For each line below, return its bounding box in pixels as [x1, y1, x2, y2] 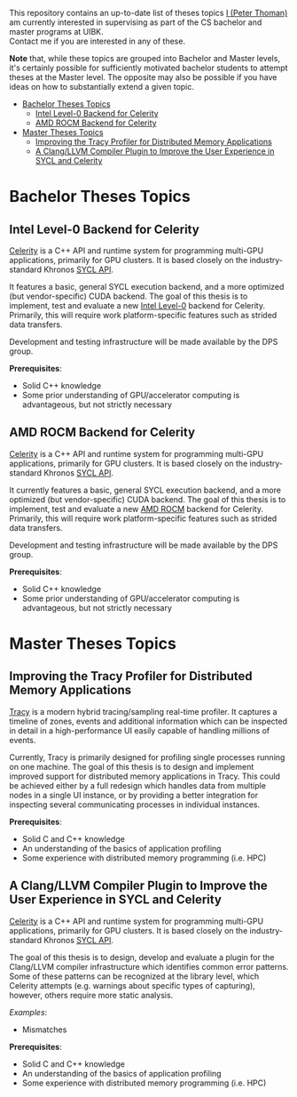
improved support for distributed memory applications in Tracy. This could [9, 771, 281, 781]
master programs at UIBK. [9, 27, 104, 36]
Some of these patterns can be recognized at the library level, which [9, 971, 260, 981]
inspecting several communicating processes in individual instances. [9, 799, 261, 810]
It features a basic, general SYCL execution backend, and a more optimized [9, 282, 285, 292]
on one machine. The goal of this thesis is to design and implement [9, 761, 254, 772]
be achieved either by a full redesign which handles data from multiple [9, 780, 266, 790]
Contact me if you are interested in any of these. [9, 36, 186, 46]
